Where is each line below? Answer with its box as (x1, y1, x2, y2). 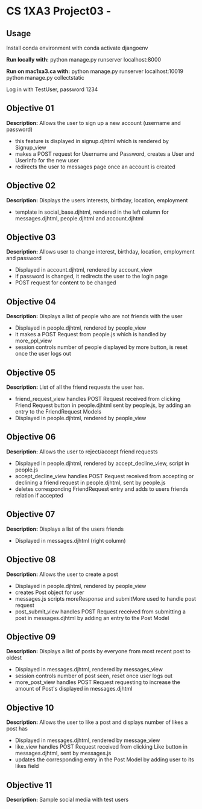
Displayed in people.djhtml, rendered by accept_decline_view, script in (14, 459, 190, 467)
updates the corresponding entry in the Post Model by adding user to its (14, 756, 194, 763)
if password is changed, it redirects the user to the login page (14, 273, 168, 280)
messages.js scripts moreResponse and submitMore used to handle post (14, 595, 197, 602)
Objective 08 (6, 554, 56, 565)
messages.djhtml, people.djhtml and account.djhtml (14, 214, 144, 222)
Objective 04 (6, 296, 56, 307)
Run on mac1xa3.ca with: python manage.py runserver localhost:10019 (6, 68, 184, 75)
